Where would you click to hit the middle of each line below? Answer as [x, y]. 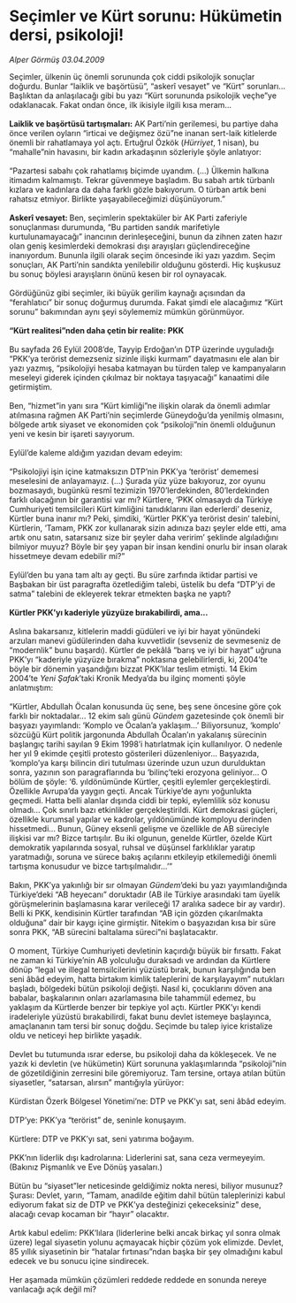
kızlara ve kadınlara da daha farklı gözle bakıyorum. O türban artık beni [138, 189]
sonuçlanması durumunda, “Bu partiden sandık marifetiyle [115, 226]
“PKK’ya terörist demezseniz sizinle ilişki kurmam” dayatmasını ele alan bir [144, 358]
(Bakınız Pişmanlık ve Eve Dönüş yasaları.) [86, 1167]
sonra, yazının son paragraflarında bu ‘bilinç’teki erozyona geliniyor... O [138, 772]
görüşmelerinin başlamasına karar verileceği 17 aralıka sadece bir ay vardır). [147, 903]
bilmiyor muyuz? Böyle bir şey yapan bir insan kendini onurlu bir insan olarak [148, 547]
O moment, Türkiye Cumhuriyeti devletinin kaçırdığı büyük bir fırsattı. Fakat [145, 950]
